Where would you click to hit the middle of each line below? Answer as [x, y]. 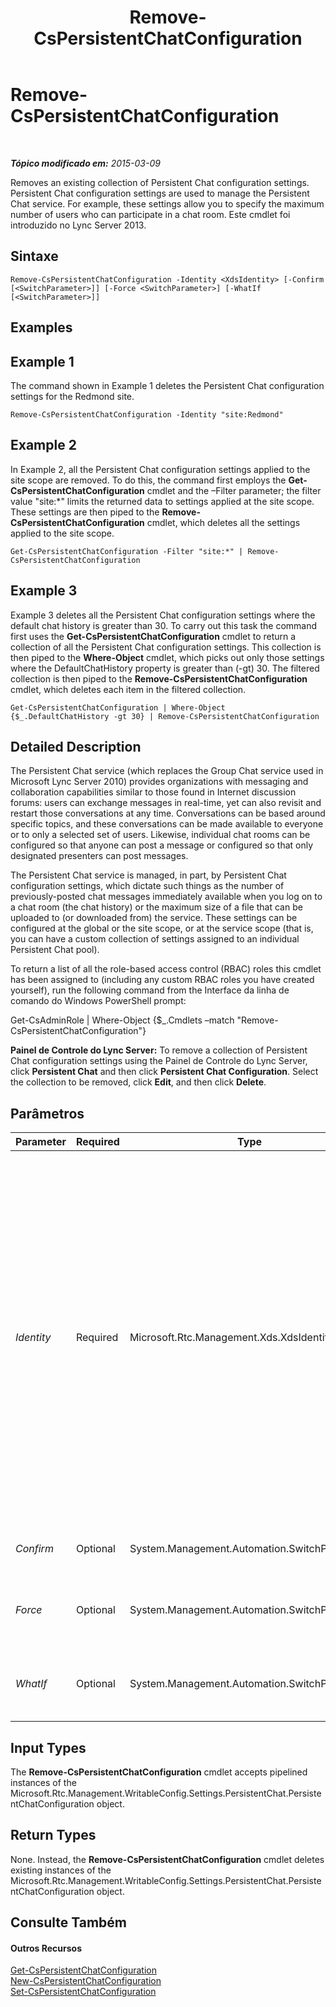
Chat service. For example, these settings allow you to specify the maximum [167, 203]
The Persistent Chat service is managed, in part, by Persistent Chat [148, 875]
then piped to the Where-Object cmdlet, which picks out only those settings [167, 657]
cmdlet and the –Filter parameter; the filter [234, 490]
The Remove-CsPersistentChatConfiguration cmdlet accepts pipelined [159, 1772]
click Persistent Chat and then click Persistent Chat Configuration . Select [164, 1072]
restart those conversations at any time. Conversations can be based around [168, 813]
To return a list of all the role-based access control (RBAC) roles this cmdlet [166, 969]
